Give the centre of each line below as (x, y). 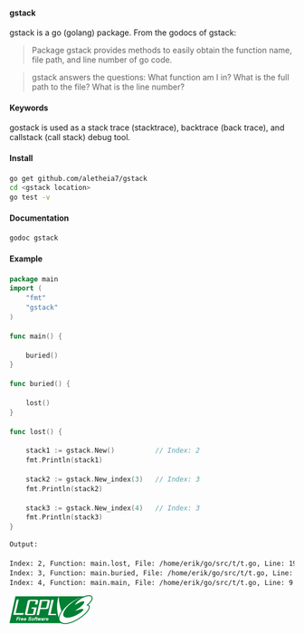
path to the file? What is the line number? (108, 87)
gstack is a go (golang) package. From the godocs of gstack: (123, 33)
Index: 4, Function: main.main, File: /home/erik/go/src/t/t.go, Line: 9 (152, 582)
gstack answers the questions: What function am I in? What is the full (160, 78)
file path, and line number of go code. (102, 60)
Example (26, 259)
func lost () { (36, 431)
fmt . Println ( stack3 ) (64, 517)
